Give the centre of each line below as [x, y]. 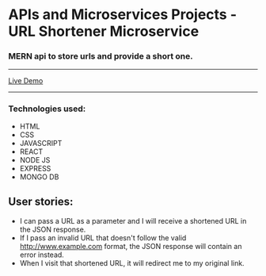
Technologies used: [47, 109]
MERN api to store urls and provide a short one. [101, 56]
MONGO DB [39, 177]
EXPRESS [35, 168]
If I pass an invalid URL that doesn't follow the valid [103, 238]
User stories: [41, 202]
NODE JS [35, 159]
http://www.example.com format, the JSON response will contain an [131, 246]
